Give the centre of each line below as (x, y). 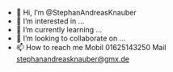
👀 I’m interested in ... (50, 21)
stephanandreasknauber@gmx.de (72, 59)
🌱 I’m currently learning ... (59, 30)
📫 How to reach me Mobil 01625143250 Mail (91, 47)
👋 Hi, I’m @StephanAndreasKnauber (76, 13)
